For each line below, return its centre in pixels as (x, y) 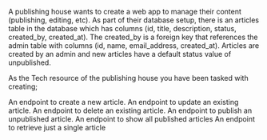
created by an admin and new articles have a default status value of (120, 54)
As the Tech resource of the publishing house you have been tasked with (129, 78)
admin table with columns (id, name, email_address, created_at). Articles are (134, 46)
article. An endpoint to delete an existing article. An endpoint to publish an (130, 110)
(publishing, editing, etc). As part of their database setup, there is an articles (134, 20)
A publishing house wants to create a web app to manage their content (125, 12)
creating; (23, 86)
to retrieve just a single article (57, 128)
